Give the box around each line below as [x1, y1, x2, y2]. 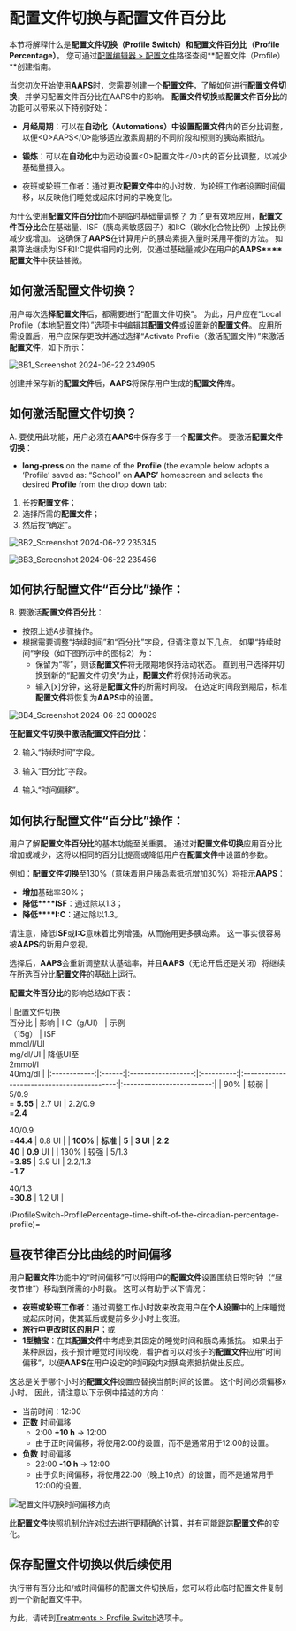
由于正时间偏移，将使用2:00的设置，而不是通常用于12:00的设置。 [34, 1438, 274, 1448]
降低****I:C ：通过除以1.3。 [21, 909, 123, 920]
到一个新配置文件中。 [9, 1593, 87, 1604]
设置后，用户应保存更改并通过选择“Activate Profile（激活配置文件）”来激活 [16, 330, 285, 341]
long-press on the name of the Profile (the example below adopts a [21, 460, 269, 470]
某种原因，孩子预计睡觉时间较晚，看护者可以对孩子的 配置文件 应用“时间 [21, 1347, 281, 1357]
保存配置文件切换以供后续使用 [9, 1558, 172, 1573]
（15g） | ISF [9, 1029, 57, 1040]
